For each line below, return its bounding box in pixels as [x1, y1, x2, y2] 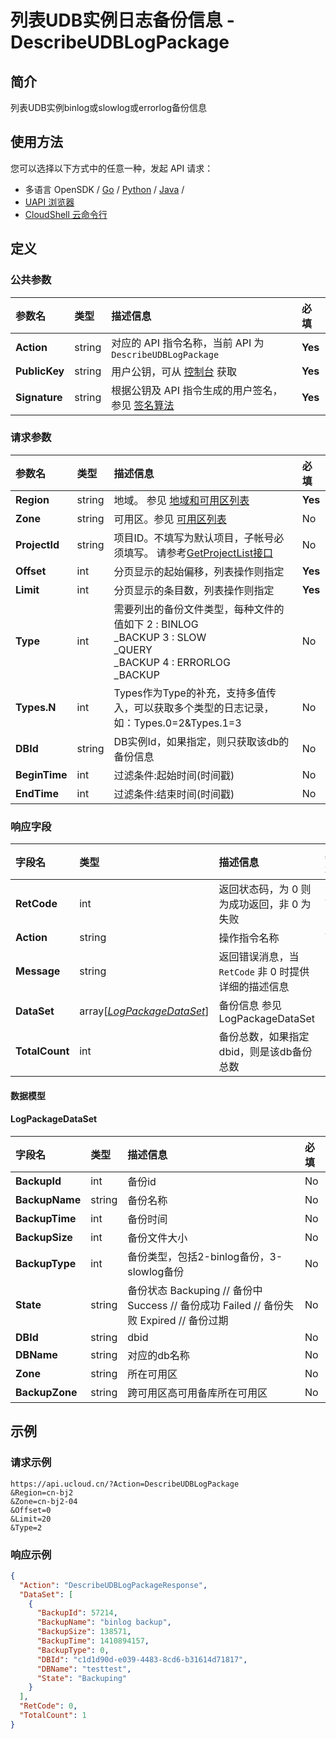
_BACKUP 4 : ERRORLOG [113, 655, 231, 669]
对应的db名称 [127, 1348, 190, 1362]
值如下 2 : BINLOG [113, 617, 199, 631]
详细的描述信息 [218, 980, 290, 994]
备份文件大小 [127, 1231, 188, 1245]
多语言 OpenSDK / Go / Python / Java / [24, 183, 185, 195]
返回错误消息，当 [218, 950, 300, 964]
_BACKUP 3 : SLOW [113, 630, 207, 644]
